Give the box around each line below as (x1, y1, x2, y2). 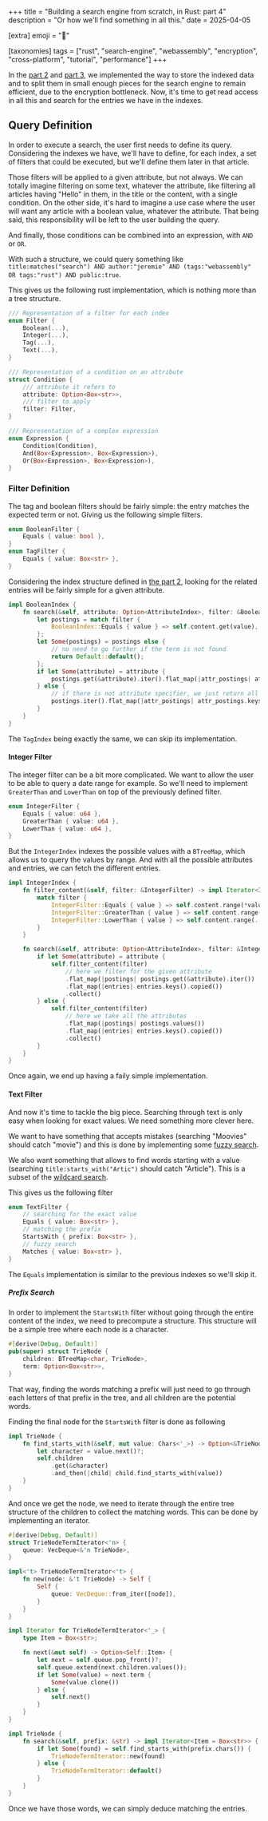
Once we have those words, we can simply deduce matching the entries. (8, 1803, 247, 1813)
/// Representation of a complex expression (8, 427, 159, 435)
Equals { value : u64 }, (22, 810, 102, 818)
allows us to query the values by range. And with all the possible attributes (8, 855, 253, 865)
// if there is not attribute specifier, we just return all (50, 690, 259, 698)
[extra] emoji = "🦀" (8, 31, 70, 40)
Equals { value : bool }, (22, 533, 105, 541)
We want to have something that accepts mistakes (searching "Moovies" (8, 1131, 247, 1141)
